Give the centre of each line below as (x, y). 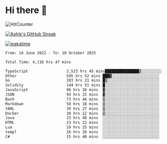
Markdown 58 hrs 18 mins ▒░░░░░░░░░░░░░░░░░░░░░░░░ (82, 104)
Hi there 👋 (26, 10)
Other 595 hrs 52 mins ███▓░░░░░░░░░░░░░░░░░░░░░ (82, 76)
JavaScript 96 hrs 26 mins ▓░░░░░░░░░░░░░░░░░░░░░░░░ (82, 90)
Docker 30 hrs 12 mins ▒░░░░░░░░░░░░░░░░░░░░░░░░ (82, 113)
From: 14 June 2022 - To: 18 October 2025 (51, 53)
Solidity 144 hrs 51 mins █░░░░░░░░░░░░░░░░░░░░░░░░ (82, 85)
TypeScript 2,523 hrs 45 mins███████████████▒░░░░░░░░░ (83, 71)
